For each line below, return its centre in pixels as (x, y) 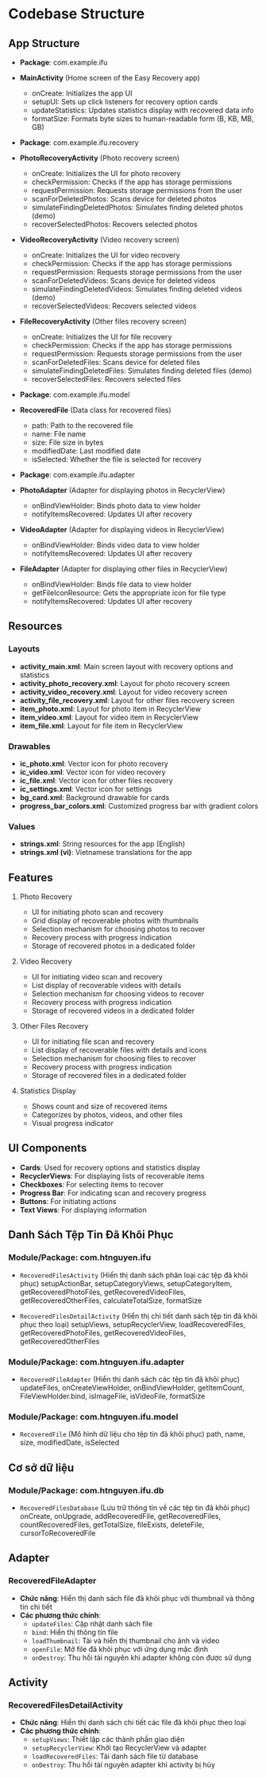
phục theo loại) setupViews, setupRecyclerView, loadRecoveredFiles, (133, 1324)
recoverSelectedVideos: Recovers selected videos (114, 306)
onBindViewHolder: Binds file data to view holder (112, 584)
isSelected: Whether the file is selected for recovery (117, 459)
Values (22, 826)
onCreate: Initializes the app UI (82, 93)
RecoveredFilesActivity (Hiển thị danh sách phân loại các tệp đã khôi (134, 1275)
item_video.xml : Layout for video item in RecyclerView (109, 717)
